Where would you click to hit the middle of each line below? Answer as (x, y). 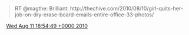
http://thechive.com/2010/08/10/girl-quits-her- (127, 8)
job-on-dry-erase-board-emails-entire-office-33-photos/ (84, 15)
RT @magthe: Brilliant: (42, 8)
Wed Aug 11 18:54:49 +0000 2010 (47, 26)
